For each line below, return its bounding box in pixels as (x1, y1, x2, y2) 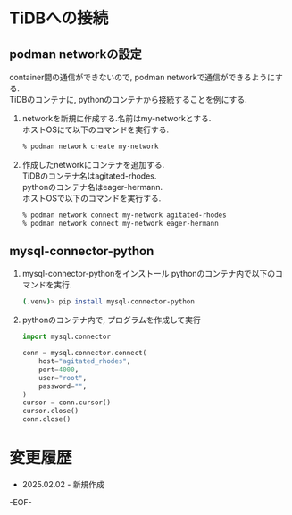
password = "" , (38, 381, 88, 391)
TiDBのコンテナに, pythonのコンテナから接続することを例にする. (9, 95, 247, 104)
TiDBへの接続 (9, 8, 109, 29)
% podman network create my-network (21, 142, 159, 151)
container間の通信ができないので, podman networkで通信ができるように (9, 72, 275, 82)
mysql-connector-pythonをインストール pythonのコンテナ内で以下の (21, 269, 276, 279)
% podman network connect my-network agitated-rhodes (21, 211, 227, 220)
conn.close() (21, 415, 71, 424)
